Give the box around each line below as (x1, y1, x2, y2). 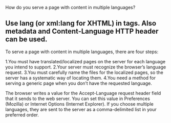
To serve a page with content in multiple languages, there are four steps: (5, 48, 159, 55)
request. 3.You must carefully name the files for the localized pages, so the (5, 69, 164, 76)
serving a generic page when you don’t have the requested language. (5, 80, 153, 86)
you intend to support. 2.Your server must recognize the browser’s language (5, 64, 166, 70)
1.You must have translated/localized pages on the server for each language (5, 58, 165, 64)
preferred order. (5, 112, 39, 118)
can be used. (5, 35, 48, 44)
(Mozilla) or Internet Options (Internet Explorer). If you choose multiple (5, 101, 154, 107)
